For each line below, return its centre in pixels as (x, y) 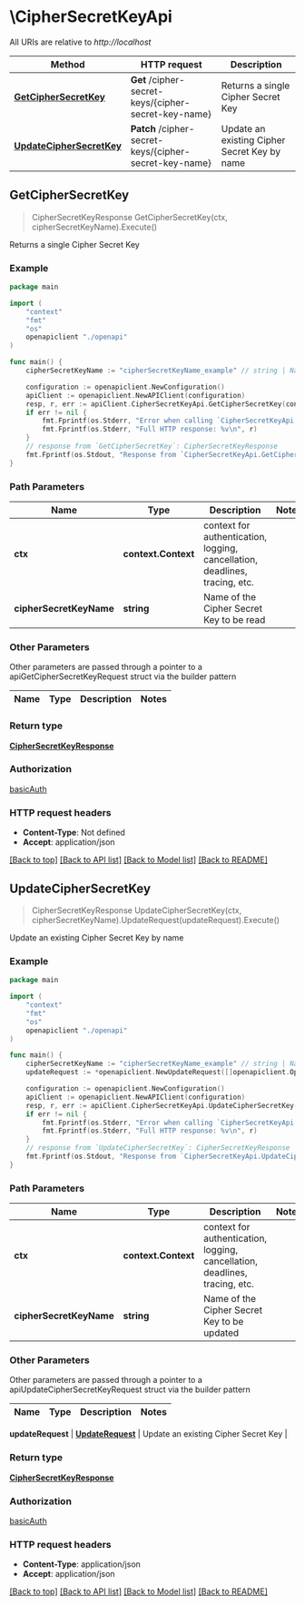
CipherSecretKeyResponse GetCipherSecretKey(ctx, (130, 217)
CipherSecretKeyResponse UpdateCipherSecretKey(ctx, (137, 910)
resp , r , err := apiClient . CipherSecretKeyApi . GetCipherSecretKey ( (156, 404)
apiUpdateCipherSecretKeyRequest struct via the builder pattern (130, 1389)
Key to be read (234, 619)
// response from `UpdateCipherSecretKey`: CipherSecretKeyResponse (158, 1148)
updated (221, 1333)
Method (68, 64)
